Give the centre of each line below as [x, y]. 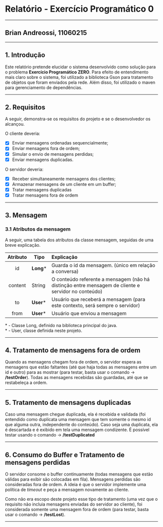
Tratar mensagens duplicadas [42, 190]
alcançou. [15, 124]
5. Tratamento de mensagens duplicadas [68, 402]
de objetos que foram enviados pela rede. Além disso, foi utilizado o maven [80, 82]
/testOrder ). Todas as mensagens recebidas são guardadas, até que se [76, 378]
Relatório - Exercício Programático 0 [80, 9]
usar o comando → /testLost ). [35, 515]
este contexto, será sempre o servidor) [96, 305]
